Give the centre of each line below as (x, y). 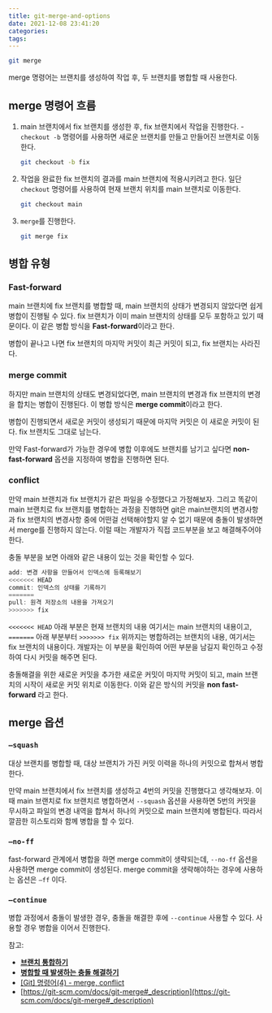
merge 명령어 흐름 (52, 105)
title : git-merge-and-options (60, 16)
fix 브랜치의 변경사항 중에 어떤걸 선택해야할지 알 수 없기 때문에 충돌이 (126, 519)
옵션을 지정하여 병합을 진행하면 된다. (112, 459)
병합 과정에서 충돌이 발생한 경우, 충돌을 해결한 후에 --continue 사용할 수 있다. (131, 918)
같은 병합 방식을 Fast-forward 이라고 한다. (108, 327)
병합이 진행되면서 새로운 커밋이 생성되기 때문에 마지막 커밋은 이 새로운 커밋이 (130, 421)
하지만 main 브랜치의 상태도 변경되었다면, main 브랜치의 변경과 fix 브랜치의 (127, 394)
